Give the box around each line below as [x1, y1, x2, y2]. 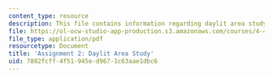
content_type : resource [8, 11, 89, 20]
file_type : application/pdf [8, 34, 104, 43]
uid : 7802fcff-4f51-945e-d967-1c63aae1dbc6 [8, 58, 158, 66]
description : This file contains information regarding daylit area [8, 19, 245, 28]
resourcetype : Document [8, 42, 89, 50]
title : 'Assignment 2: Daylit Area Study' [8, 50, 154, 58]
